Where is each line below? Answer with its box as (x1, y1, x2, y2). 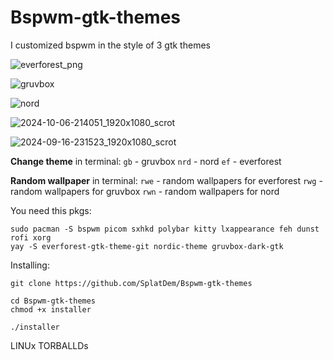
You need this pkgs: (10, 204, 92, 216)
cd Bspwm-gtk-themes (10, 296, 97, 306)
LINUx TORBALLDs (10, 339, 89, 351)
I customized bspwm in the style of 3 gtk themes (10, 39, 211, 51)
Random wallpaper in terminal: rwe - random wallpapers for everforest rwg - (10, 174, 323, 186)
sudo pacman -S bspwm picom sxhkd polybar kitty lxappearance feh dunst (10, 224, 320, 234)
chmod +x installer (10, 304, 92, 315)
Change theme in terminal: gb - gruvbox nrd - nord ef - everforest (10, 155, 282, 167)
